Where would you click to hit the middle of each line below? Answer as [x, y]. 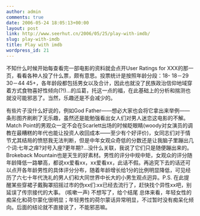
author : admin [24, 12]
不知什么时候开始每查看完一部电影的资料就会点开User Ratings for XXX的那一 [100, 68]
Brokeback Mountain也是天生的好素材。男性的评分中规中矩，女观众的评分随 [99, 155]
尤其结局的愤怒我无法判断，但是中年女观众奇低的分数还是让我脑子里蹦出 [100, 140]
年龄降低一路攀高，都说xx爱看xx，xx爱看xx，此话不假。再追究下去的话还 [96, 162]
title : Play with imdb [34, 45]
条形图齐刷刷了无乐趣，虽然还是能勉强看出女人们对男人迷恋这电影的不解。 [97, 118]
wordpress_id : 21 [28, 51]
